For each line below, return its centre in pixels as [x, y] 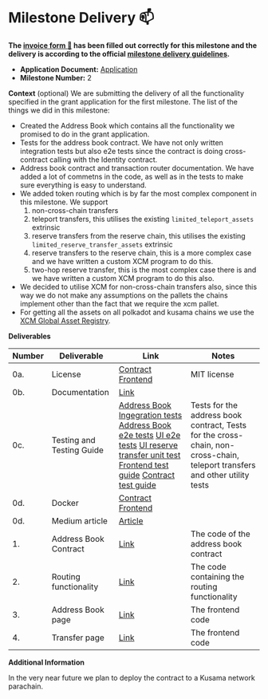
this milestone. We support [64, 202]
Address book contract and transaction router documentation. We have [137, 168]
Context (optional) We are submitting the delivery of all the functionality [126, 93]
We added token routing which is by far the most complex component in [138, 193]
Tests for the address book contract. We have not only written [121, 142]
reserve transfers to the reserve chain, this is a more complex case [142, 253]
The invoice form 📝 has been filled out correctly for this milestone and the [133, 45]
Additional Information [47, 662]
